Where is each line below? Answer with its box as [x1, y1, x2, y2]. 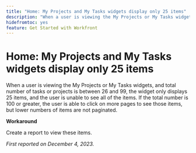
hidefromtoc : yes [6, 19, 48, 25]
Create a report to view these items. [6, 129, 92, 136]
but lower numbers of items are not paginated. [6, 106, 118, 114]
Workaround [6, 118, 37, 125]
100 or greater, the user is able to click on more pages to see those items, [6, 100, 183, 107]
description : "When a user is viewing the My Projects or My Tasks [6, 14, 174, 20]
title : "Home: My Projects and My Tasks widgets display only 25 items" [6, 8, 187, 15]
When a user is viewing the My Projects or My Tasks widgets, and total [6, 82, 176, 89]
